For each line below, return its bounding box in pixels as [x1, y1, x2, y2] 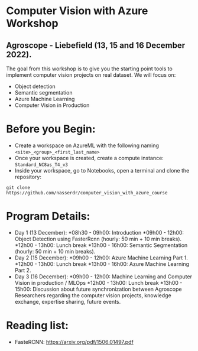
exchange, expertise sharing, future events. [14, 298, 121, 305]
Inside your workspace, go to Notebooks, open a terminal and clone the [14, 167, 190, 174]
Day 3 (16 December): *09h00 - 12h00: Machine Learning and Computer [14, 273, 192, 280]
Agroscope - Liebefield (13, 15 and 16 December [6, 40, 186, 50]
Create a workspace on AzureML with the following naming [14, 142, 160, 149]
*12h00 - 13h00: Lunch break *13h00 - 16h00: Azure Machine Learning [14, 260, 189, 267]
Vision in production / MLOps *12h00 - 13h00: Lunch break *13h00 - [14, 279, 183, 286]
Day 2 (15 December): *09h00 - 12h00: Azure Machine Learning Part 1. [14, 254, 188, 261]
